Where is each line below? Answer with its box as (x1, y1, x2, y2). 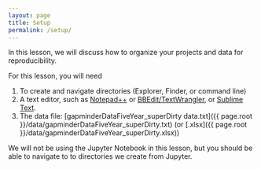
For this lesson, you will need (8, 72, 102, 81)
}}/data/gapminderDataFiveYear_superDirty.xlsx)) (19, 128, 180, 138)
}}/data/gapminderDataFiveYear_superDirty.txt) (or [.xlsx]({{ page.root (19, 119, 248, 130)
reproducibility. (8, 56, 57, 65)
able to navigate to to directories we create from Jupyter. (8, 152, 193, 161)
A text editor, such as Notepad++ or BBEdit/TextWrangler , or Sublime (19, 95, 244, 105)
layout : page (8, 11, 51, 20)
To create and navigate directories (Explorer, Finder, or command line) (19, 86, 247, 96)
